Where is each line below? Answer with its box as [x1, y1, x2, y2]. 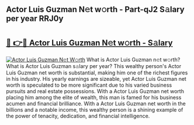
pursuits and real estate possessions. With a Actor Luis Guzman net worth [6, 88, 184, 95]
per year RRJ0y [6, 14, 64, 24]
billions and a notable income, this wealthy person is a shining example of [6, 106, 183, 113]
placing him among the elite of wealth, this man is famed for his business [6, 94, 182, 101]
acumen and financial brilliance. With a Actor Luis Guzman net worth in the [6, 100, 186, 107]
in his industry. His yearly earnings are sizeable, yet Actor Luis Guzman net [6, 76, 187, 82]
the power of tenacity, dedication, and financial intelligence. [6, 113, 150, 119]
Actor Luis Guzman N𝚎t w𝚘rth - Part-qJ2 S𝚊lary [6, 5, 185, 15]
